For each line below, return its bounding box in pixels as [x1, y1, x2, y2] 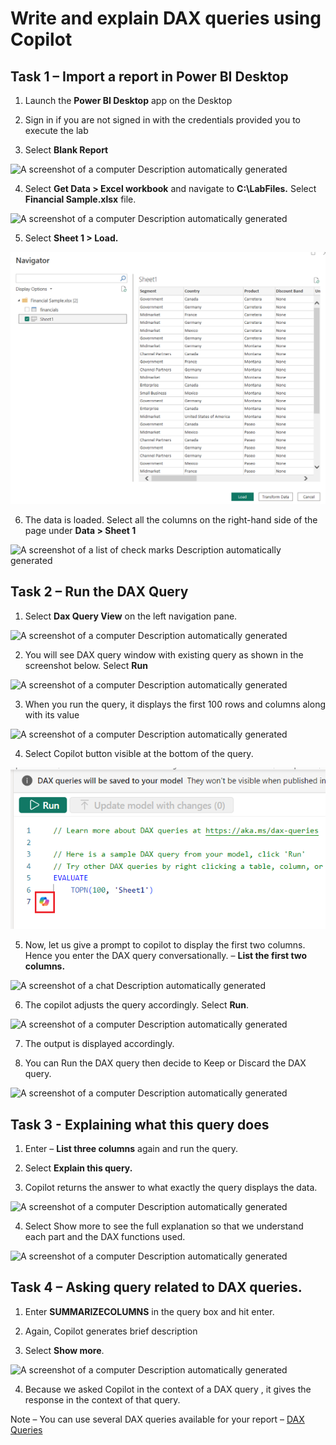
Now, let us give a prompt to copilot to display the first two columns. [24, 939, 306, 951]
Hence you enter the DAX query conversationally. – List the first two [24, 950, 308, 962]
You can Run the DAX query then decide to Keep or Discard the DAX [24, 1057, 307, 1069]
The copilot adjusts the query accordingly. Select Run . [24, 999, 250, 1011]
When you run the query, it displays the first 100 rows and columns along [24, 698, 327, 710]
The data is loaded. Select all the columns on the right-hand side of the [24, 514, 318, 526]
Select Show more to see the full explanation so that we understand [24, 1220, 304, 1232]
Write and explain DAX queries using [10, 7, 322, 30]
